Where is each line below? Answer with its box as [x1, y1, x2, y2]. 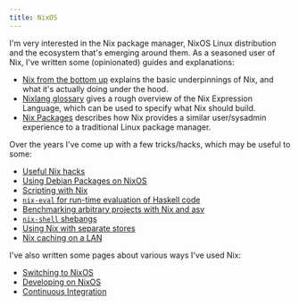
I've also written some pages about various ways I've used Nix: [9, 250, 242, 260]
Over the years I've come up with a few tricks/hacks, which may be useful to [9, 139, 291, 149]
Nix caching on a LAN [21, 232, 103, 242]
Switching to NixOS [21, 267, 94, 277]
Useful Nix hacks [21, 166, 86, 176]
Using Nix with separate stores [21, 223, 136, 234]
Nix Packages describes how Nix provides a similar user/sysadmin [21, 112, 267, 123]
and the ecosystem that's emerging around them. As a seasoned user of [9, 47, 276, 58]
